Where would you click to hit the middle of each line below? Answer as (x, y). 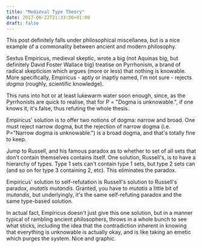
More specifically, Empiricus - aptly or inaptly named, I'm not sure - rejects (99, 78)
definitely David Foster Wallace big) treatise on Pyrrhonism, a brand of (93, 65)
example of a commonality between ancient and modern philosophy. (91, 46)
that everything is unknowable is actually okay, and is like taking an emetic (99, 232)
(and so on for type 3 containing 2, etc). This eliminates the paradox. (91, 170)
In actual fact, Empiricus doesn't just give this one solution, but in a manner (99, 213)
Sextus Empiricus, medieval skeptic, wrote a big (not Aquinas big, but (93, 59)
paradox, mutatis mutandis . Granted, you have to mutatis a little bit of (92, 188)
